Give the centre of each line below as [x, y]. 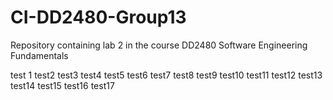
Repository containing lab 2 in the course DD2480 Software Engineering [159, 45]
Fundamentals [39, 55]
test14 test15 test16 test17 [62, 85]
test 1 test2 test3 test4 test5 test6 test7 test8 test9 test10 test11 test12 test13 [166, 75]
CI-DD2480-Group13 [98, 17]
